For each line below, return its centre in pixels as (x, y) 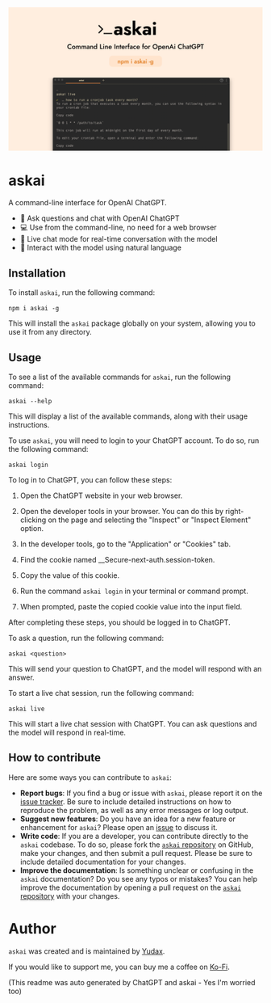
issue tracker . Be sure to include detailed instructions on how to (125, 801)
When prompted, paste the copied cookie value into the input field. (131, 607)
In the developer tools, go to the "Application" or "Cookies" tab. (125, 544)
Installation (37, 273)
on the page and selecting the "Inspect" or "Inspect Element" (150, 520)
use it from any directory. (50, 332)
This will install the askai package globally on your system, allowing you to (132, 323)
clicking (33, 520)
